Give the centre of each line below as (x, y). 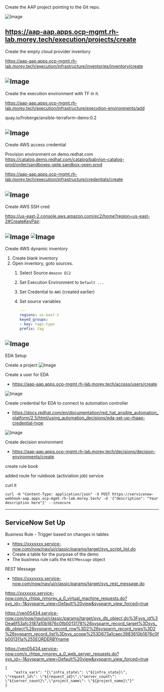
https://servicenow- (133, 494)
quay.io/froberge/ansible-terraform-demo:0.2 (51, 118)
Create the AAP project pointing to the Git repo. (53, 7)
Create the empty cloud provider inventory (48, 51)
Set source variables (40, 302)
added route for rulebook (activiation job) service (54, 476)
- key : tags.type (37, 324)
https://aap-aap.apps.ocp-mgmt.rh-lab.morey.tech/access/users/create (84, 384)
